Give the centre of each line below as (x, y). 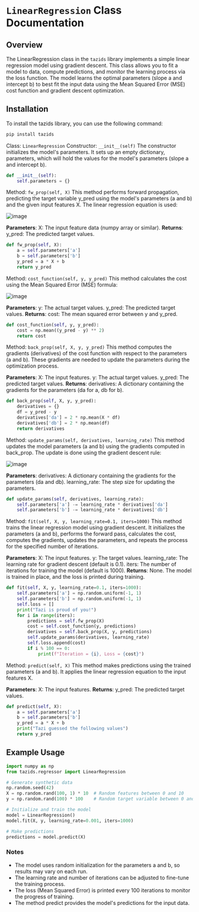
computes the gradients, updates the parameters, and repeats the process (97, 540)
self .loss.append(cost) (57, 643)
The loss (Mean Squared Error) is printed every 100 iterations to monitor (102, 890)
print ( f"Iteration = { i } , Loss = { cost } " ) (91, 654)
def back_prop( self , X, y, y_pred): (51, 401)
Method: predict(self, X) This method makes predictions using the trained (99, 665)
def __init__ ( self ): (32, 176)
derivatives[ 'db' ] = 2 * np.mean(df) (63, 423)
